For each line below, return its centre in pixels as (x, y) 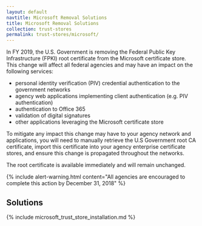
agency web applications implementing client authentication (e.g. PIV (101, 96)
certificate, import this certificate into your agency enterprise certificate (96, 147)
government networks (43, 90)
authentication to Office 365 (50, 109)
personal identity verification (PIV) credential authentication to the (97, 83)
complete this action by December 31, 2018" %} (66, 183)
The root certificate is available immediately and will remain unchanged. (96, 165)
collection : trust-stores (39, 29)
